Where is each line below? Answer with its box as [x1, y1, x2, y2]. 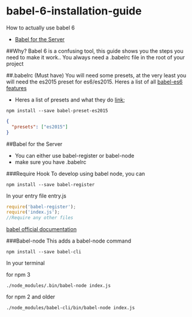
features [6, 84, 27, 91]
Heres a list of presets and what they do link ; [14, 96, 126, 103]
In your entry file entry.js [6, 192, 67, 199]
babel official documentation [6, 226, 77, 233]
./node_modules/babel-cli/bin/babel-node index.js [6, 305, 135, 311]
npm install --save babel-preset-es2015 [6, 107, 109, 113]
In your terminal [6, 259, 45, 267]
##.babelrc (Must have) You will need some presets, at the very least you [6, 71, 187, 79]
